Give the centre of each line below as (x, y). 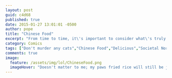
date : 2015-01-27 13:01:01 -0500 (41, 24)
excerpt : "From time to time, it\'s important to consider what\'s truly (86, 39)
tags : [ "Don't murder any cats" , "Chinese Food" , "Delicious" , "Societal (82, 48)
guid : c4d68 (18, 15)
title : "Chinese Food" (29, 34)
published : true (23, 19)
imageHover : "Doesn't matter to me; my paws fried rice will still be (87, 67)
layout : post (19, 10)
